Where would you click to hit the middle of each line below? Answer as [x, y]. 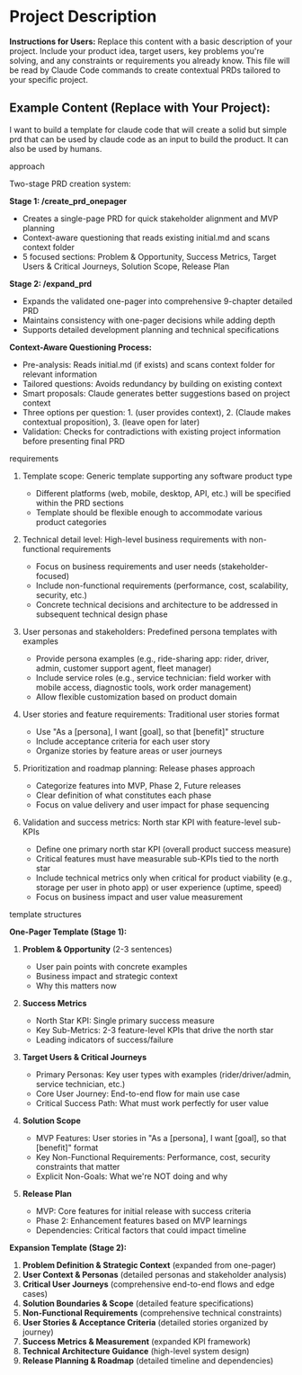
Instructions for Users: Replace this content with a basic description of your [151, 41]
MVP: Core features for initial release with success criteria [143, 1210]
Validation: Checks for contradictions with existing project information [151, 431]
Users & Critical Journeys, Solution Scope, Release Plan [126, 266]
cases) [35, 1293]
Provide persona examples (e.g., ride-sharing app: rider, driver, [152, 658]
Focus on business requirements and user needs [126, 566]
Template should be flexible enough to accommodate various [149, 512]
